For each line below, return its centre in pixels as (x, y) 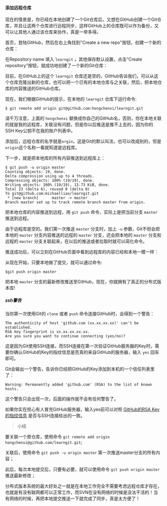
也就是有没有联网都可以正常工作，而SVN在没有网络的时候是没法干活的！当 (82, 493)
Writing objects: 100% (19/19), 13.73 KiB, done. (58, 185)
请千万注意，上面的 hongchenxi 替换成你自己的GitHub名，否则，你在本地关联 (83, 118)
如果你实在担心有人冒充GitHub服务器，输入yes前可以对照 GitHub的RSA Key (83, 410)
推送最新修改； (20, 476)
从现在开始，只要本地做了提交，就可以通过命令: (54, 262)
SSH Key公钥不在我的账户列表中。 (40, 131)
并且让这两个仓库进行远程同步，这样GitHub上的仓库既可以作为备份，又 (86, 26)
